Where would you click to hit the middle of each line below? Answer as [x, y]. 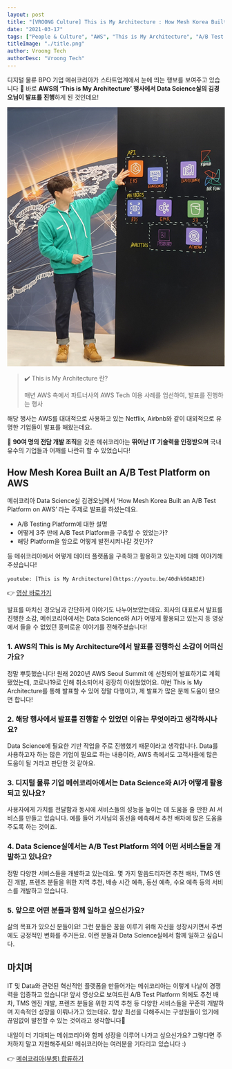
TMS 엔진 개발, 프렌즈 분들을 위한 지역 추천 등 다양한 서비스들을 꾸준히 [111, 1003]
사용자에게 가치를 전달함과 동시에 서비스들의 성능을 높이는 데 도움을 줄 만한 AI [111, 810]
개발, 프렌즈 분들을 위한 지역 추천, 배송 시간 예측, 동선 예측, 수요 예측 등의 [112, 881]
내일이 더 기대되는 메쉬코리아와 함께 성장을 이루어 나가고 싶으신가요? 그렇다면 [111, 1035]
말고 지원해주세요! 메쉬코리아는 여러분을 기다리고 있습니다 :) [106, 1043]
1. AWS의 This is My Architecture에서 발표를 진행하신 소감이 [105, 647]
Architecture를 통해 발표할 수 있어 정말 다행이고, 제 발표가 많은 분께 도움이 [107, 691]
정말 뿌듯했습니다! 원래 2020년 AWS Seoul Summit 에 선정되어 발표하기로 [107, 673]
